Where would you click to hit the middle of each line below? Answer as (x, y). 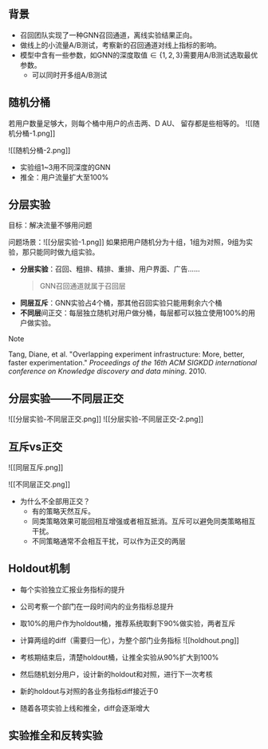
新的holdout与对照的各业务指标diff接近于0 (89, 691)
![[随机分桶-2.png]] (39, 150)
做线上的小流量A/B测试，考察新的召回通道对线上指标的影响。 (120, 45)
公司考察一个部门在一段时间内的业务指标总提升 (97, 606)
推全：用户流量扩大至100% (64, 177)
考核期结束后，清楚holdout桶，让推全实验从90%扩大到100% (119, 657)
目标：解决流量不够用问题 (50, 225)
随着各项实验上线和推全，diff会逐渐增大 (85, 708)
